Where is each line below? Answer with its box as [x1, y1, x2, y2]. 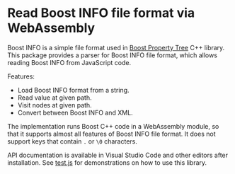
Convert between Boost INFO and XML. [17, 108, 133, 117]
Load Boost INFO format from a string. [17, 86, 130, 94]
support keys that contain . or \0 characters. [7, 137, 138, 146]
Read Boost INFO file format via [7, 5, 195, 21]
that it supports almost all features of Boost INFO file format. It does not [7, 129, 216, 138]
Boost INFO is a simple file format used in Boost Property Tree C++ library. [7, 43, 225, 52]
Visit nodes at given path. [17, 100, 92, 109]
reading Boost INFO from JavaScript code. [7, 58, 132, 66]
